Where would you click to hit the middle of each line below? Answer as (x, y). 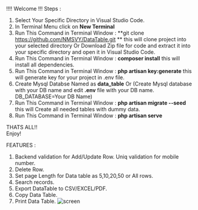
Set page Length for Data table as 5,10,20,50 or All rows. (84, 176)
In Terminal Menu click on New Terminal (65, 27)
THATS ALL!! (22, 127)
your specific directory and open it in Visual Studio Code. (85, 52)
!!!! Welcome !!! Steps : (34, 9)
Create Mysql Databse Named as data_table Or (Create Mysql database (103, 84)
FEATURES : (21, 145)
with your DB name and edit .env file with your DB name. (84, 90)
